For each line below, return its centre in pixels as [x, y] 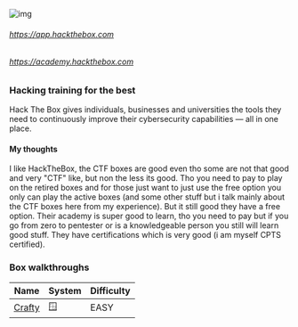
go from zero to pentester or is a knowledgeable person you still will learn [144, 225]
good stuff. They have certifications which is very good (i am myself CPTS [145, 235]
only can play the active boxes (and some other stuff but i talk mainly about [147, 197]
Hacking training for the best [72, 90]
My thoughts [33, 149]
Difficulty [110, 290]
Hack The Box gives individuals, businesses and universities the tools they [145, 110]
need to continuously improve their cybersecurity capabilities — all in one [144, 119]
